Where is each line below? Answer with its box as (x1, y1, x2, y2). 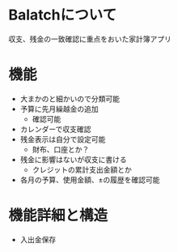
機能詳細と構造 (8, 207, 108, 225)
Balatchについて (8, 6, 117, 24)
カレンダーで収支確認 (19, 124, 91, 134)
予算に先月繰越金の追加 (19, 104, 99, 113)
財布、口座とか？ (32, 144, 90, 154)
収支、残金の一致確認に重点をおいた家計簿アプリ (8, 34, 172, 44)
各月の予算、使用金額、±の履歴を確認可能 (19, 174, 160, 185)
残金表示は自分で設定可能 (19, 134, 106, 144)
